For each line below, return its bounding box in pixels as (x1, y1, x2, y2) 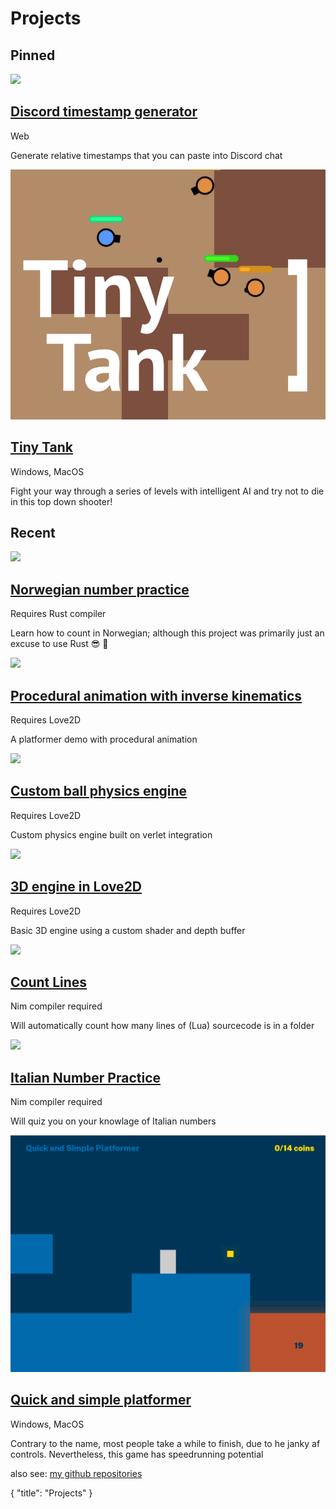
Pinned (10, 47, 56, 64)
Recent (10, 524, 56, 541)
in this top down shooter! (10, 495, 113, 507)
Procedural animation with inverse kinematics (10, 687, 303, 704)
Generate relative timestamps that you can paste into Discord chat (10, 149, 283, 161)
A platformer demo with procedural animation (10, 733, 198, 745)
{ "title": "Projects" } (10, 1487, 93, 1499)
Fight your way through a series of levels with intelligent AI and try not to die (10, 485, 325, 497)
